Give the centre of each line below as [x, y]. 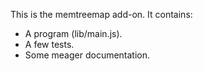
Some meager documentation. [87, 55]
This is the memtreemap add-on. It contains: [101, 14]
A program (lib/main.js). [73, 33]
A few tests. [49, 44]
